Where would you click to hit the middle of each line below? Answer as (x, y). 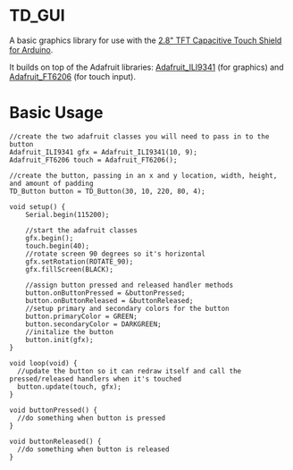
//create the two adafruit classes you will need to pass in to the (139, 136)
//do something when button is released (93, 449)
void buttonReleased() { (55, 441)
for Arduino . (31, 49)
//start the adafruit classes (82, 230)
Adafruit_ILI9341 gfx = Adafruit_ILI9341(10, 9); (104, 152)
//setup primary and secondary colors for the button (127, 308)
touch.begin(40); (58, 246)
